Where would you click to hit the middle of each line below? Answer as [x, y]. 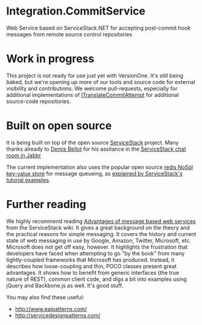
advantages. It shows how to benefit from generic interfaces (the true [93, 272]
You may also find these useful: [45, 297]
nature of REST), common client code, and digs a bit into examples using [96, 279]
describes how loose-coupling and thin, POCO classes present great [91, 266]
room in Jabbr [24, 155]
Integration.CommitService [76, 11]
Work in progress [50, 59]
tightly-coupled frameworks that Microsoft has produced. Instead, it [90, 260]
